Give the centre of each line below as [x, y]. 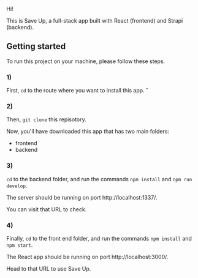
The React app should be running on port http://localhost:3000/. [87, 257]
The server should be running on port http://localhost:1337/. [82, 197]
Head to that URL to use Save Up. [49, 269]
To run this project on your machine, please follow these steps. [86, 61]
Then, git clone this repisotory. [47, 119]
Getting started [36, 46]
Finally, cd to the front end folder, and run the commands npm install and [99, 239]
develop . [17, 186]
